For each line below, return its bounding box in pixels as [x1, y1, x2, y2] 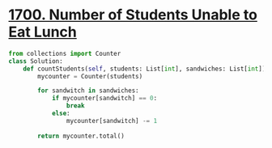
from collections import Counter [8, 49, 121, 57]
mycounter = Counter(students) [37, 72, 143, 80]
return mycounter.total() [37, 132, 125, 140]
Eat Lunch [8, 23, 77, 41]
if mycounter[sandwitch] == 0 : [51, 95, 158, 103]
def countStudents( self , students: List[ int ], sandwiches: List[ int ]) [23, 65, 266, 73]
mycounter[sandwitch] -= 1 [66, 116, 158, 125]
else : [51, 109, 70, 118]
